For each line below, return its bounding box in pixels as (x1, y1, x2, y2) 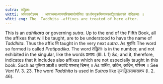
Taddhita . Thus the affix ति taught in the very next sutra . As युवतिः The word (5, 41, 157, 46)
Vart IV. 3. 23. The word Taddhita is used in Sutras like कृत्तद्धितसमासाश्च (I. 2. (5, 68, 155, 74)
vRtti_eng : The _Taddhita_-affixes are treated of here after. (5, 16, 139, 21)
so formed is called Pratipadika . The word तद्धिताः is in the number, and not (5, 46, 155, 52)
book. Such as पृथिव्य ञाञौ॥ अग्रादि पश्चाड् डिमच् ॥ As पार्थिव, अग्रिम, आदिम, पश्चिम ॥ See (5, 62, 159, 68)
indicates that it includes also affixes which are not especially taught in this (5, 57, 159, 63)
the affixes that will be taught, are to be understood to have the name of (5, 35, 153, 41)
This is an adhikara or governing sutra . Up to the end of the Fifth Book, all (5, 30, 156, 36)
